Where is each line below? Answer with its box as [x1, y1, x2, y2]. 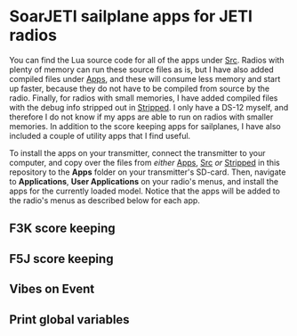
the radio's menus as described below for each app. [9, 194, 200, 206]
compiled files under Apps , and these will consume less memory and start [9, 73, 281, 84]
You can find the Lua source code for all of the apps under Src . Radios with [9, 54, 285, 65]
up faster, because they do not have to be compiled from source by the [9, 83, 270, 94]
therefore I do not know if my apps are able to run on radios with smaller [9, 111, 274, 122]
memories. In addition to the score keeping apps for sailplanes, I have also [9, 120, 282, 131]
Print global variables [9, 312, 131, 327]
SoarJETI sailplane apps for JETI [9, 6, 253, 27]
